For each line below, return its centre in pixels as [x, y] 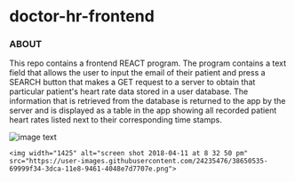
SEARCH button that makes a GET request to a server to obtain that [132, 83]
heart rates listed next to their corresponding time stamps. [116, 120]
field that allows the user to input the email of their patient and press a [137, 73]
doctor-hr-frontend [82, 16]
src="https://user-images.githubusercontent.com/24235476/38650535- [139, 162]
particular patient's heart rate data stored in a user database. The [129, 91]
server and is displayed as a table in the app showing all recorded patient [143, 111]
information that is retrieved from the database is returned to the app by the [147, 101]
